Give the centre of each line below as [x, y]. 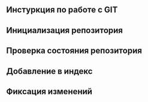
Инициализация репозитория [64, 30]
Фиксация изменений [49, 91]
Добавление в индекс [49, 71]
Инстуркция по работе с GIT [62, 10]
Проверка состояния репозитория [74, 51]
